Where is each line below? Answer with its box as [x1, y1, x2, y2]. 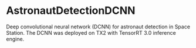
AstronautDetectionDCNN [6, 4, 136, 17]
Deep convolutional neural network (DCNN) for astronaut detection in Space [6, 23, 191, 30]
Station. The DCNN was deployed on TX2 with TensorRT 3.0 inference [6, 29, 176, 36]
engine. [6, 35, 25, 42]
